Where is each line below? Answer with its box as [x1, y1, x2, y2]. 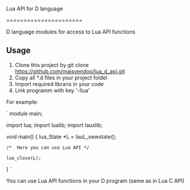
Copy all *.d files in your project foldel [14, 74, 108, 81]
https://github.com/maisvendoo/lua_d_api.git [14, 68, 125, 75]
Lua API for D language [6, 5, 63, 12]
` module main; [6, 110, 43, 117]
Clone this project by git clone [14, 61, 89, 68]
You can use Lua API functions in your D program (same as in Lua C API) [6, 177, 185, 184]
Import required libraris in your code [14, 80, 104, 87]
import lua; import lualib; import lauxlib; [6, 121, 103, 128]
